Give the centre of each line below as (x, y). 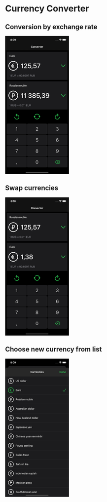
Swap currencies (32, 188)
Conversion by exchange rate (51, 27)
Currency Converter (47, 9)
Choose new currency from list (53, 349)
